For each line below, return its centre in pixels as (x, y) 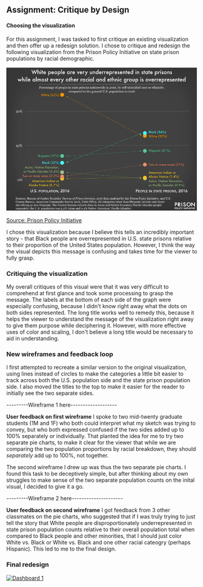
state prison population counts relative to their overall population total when (101, 530)
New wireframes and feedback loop (60, 354)
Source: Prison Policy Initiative (44, 220)
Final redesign (28, 565)
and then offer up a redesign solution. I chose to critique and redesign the (98, 46)
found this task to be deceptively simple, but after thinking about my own (97, 474)
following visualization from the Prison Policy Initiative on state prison (93, 52)
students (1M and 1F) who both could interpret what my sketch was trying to (101, 423)
